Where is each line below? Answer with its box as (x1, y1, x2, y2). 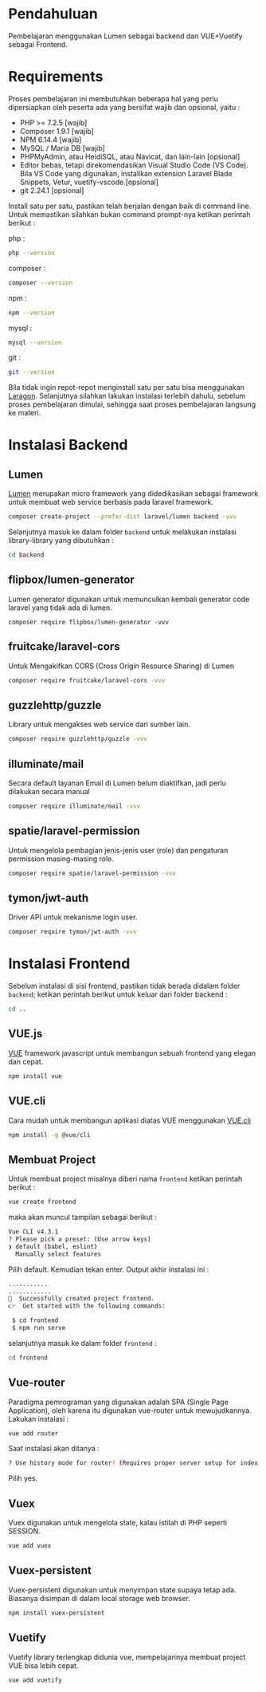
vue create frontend (8, 1198, 77, 1206)
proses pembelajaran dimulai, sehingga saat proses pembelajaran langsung (8, 399, 256, 409)
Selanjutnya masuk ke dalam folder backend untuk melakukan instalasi (8, 527, 237, 537)
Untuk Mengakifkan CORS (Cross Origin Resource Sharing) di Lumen (8, 661, 235, 671)
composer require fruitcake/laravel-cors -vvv (8, 676, 166, 684)
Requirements (8, 68, 104, 86)
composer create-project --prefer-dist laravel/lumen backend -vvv (8, 513, 237, 521)
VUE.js (8, 1027, 43, 1041)
